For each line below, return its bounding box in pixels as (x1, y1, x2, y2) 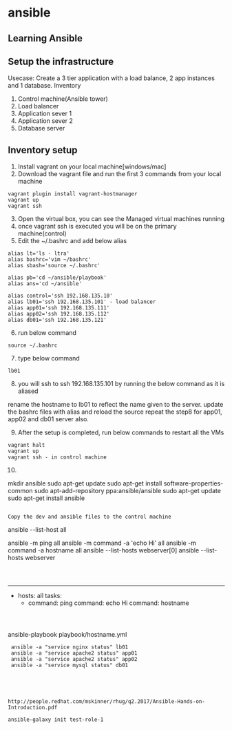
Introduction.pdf (8, 704, 58, 711)
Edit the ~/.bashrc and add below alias (17, 237, 127, 245)
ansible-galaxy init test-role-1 (8, 716, 104, 723)
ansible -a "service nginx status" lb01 (10, 644, 129, 651)
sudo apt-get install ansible (8, 494, 85, 502)
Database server (17, 124, 65, 133)
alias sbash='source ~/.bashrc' (8, 262, 101, 269)
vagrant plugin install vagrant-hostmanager (8, 191, 138, 198)
